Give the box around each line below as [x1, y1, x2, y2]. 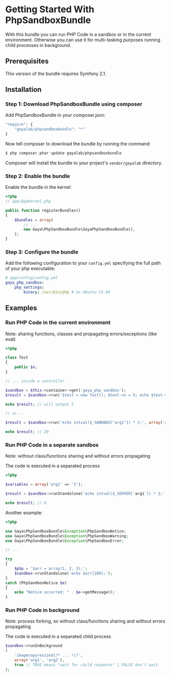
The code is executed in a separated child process [5, 634, 111, 640]
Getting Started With [5, 4, 95, 15]
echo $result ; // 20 [5, 430, 49, 435]
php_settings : [14, 285, 44, 290]
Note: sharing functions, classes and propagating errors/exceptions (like [5, 331, 157, 337]
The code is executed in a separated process [5, 463, 100, 469]
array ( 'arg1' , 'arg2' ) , [14, 658, 65, 663]
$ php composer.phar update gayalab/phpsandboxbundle [5, 151, 122, 156]
